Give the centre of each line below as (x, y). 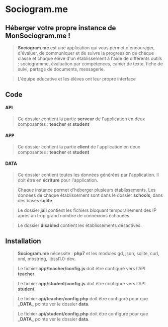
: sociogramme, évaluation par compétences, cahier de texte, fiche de (90, 64)
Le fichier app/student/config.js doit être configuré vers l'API (81, 283)
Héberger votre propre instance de (61, 28)
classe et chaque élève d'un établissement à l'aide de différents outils (90, 58)
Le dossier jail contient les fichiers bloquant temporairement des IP (87, 210)
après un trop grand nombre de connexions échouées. (74, 216)
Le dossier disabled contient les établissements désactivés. (79, 225)
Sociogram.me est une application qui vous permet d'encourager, (86, 48)
